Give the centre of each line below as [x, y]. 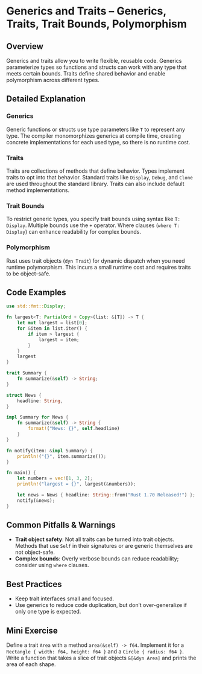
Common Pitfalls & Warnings [61, 525]
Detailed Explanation [46, 99]
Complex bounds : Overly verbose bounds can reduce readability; [97, 559]
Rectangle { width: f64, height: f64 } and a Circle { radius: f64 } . [95, 652]
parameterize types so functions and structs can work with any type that [96, 67]
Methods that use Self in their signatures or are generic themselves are [104, 546]
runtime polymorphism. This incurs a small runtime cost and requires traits [99, 267]
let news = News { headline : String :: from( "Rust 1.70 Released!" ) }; [106, 495]
